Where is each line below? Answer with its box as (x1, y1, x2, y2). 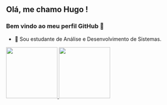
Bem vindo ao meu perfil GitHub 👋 (6, 22, 104, 30)
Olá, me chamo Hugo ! (6, 5, 88, 15)
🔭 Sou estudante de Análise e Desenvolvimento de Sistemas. (14, 35, 162, 43)
